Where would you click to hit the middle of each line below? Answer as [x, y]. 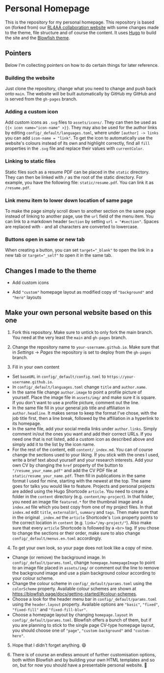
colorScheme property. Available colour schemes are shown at [74, 589]
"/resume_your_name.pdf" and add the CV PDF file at [65, 470]
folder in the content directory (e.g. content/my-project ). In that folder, [83, 496]
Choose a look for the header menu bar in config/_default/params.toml [84, 599]
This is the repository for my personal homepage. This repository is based [80, 22]
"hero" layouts [27, 297]
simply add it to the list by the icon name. [54, 444]
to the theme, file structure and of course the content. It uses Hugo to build [81, 32]
